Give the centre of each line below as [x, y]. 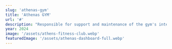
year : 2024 [17, 29]
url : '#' [15, 19]
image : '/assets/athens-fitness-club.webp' [52, 34]
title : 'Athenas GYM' [28, 15]
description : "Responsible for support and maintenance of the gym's [81, 24]
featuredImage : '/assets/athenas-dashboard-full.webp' [65, 39]
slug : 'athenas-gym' [27, 10]
